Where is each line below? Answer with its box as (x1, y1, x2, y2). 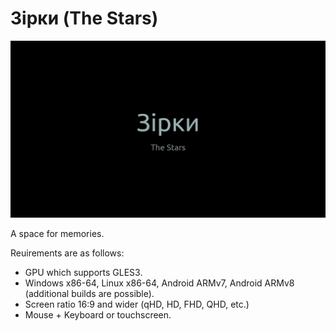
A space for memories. (10, 228, 105, 240)
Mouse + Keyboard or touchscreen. (24, 309, 172, 321)
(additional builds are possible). (24, 288, 155, 300)
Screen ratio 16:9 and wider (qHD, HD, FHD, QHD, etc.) (24, 298, 250, 311)
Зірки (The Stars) (10, 7, 159, 30)
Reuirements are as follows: (10, 247, 125, 259)
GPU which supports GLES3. (24, 267, 143, 279)
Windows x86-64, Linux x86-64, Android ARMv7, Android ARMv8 (24, 277, 295, 289)
